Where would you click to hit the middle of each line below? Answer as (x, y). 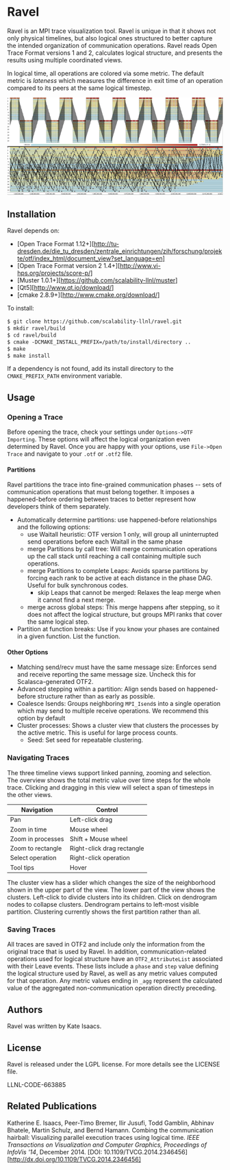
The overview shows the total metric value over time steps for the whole (109, 780)
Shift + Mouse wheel (99, 839)
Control (107, 810)
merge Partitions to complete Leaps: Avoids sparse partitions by (117, 571)
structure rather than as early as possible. (96, 696)
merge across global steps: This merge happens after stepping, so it (124, 607)
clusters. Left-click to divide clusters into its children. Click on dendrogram (112, 897)
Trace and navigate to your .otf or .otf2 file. (70, 454)
